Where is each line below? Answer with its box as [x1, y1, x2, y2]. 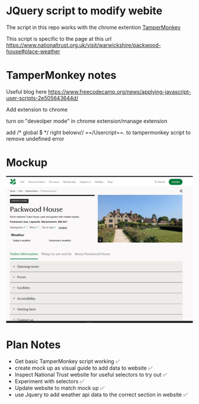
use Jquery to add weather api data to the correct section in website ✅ [14, 391, 188, 398]
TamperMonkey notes [6, 69, 117, 82]
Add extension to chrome [6, 105, 68, 113]
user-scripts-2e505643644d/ [6, 94, 79, 101]
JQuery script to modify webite [6, 4, 163, 18]
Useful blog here [6, 88, 47, 95]
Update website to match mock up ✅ [14, 384, 105, 392]
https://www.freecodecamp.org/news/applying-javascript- [48, 88, 191, 95]
